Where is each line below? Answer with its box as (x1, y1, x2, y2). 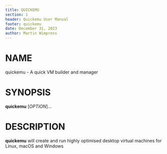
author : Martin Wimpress (5, 31, 57, 36)
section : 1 (5, 12, 28, 17)
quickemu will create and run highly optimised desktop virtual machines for (5, 137, 162, 143)
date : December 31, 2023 (5, 26, 57, 31)
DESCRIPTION (5, 121, 65, 132)
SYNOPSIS (5, 87, 51, 98)
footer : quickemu (5, 21, 42, 27)
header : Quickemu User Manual (5, 17, 69, 22)
